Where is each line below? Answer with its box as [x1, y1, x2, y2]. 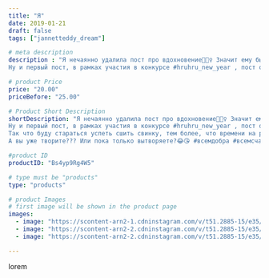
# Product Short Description [8, 107, 106, 115]
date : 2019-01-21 [8, 19, 66, 27]
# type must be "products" [8, 173, 98, 181]
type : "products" [8, 181, 66, 189]
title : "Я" [8, 11, 45, 20]
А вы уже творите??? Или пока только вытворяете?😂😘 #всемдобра [8, 137, 230, 145]
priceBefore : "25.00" [8, 93, 81, 101]
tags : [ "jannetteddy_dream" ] [8, 34, 106, 42]
